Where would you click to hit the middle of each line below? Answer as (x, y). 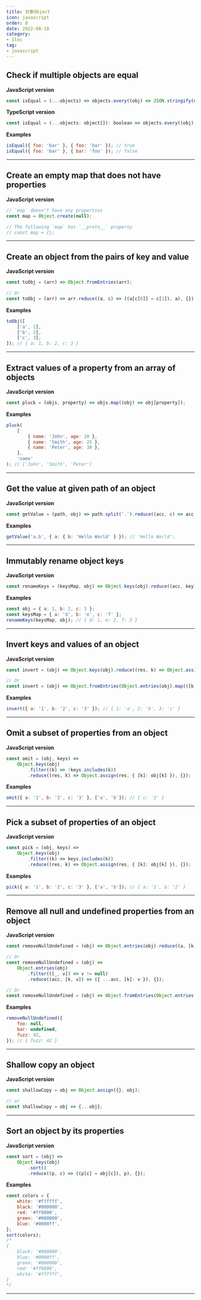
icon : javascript (28, 17)
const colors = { (28, 1196)
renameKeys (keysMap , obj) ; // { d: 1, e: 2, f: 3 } (72, 620)
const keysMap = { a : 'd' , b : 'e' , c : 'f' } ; (64, 615)
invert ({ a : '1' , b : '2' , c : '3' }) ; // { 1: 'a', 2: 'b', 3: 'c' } (93, 709)
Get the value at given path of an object (81, 489)
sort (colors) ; (24, 1235)
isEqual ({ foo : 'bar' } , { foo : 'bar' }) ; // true (71, 146)
